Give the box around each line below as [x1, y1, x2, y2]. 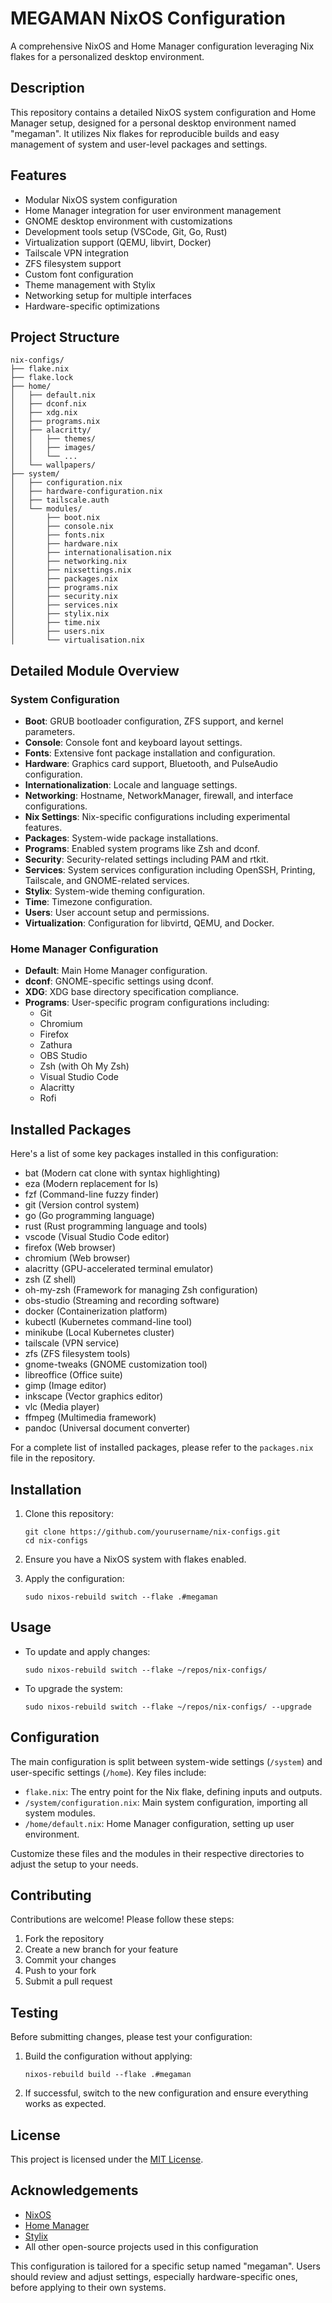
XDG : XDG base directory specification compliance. [24, 986, 240, 998]
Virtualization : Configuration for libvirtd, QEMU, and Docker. [24, 917, 275, 929]
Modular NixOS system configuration [24, 193, 178, 206]
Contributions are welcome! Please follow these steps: [10, 1913, 235, 1926]
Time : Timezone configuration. [24, 896, 153, 908]
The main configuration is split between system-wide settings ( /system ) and [10, 1755, 323, 1767]
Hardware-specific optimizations [24, 300, 160, 312]
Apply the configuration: [24, 1572, 125, 1584]
